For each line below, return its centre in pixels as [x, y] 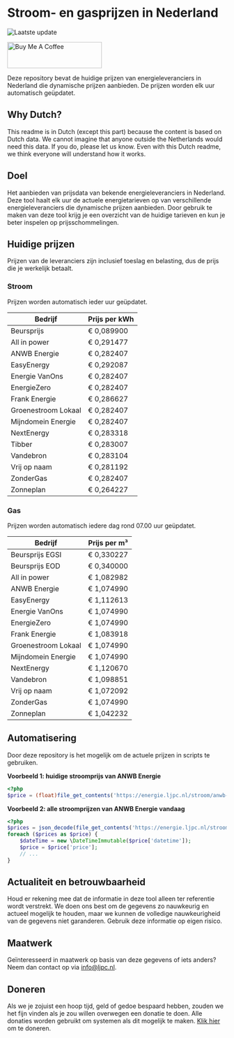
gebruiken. [23, 762]
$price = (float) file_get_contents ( [60, 795]
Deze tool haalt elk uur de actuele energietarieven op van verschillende [109, 200]
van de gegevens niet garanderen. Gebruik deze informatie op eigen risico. [115, 921]
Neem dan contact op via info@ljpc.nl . [62, 967]
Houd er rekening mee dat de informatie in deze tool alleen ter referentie [111, 899]
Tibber [22, 444]
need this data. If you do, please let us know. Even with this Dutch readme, [114, 146]
